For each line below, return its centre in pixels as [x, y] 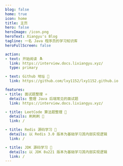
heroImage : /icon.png [27, 32]
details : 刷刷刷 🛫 [27, 117]
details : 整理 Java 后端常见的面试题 [44, 99]
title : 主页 [16, 23]
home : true [16, 14]
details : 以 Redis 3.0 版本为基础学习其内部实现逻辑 [58, 134]
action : [13, 54]
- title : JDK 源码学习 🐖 [29, 147]
